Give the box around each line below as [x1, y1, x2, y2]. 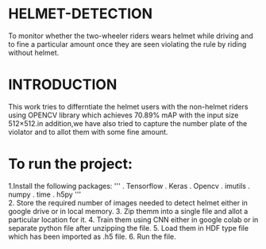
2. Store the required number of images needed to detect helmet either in [8, 197, 249, 207]
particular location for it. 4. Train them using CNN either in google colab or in [8, 215, 259, 224]
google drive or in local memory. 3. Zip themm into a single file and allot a [8, 206, 249, 216]
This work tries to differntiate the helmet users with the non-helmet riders [8, 102, 249, 111]
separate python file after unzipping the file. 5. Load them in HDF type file [8, 223, 249, 232]
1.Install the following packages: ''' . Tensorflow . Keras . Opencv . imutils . [8, 181, 250, 190]
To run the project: [8, 155, 133, 173]
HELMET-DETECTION [8, 5, 153, 23]
